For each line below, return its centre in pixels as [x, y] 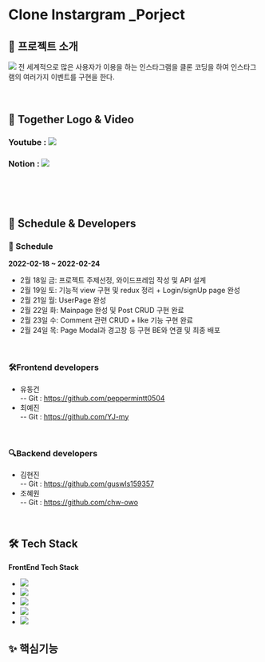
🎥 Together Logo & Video [71, 120]
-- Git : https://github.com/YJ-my [74, 416]
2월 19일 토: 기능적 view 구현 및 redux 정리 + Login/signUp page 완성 [130, 291]
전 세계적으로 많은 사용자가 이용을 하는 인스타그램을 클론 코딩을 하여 [123, 67]
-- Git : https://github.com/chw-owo [79, 502]
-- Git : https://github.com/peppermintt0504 [92, 398]
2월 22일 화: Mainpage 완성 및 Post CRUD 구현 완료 [102, 311]
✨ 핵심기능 [33, 649]
